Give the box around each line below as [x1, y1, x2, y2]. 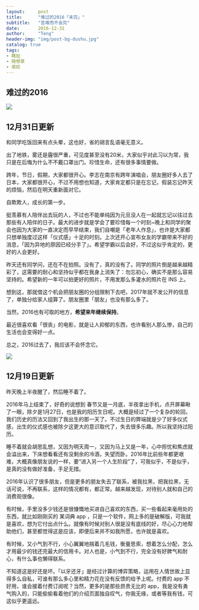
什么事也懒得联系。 [21, 555, 69, 562]
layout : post [6, 8, 49, 15]
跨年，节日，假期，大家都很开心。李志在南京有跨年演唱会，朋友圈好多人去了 [6, 171, 193, 178]
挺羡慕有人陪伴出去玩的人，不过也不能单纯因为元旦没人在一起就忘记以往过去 [6, 211, 193, 218]
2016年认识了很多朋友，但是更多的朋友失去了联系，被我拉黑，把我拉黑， [6, 478, 184, 485]
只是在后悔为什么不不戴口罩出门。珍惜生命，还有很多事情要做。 [6, 158, 162, 166]
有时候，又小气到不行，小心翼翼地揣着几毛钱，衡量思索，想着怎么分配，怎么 [6, 540, 193, 547]
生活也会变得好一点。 [6, 329, 58, 335]
